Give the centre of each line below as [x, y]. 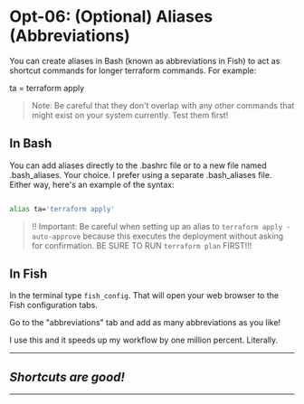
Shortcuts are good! [67, 377]
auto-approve [56, 237]
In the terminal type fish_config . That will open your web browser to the [144, 296]
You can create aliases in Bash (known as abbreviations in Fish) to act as [145, 61]
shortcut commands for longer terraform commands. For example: [133, 70]
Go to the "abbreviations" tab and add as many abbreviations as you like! [145, 323]
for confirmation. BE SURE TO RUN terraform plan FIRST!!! [142, 245]
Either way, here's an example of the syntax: [92, 184]
